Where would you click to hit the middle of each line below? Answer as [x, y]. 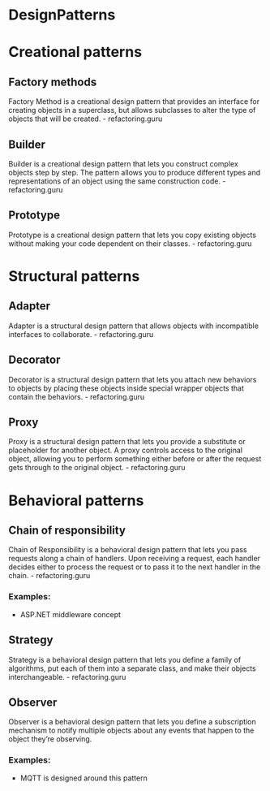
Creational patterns [75, 52]
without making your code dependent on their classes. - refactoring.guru [130, 243]
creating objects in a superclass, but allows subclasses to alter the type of [132, 110]
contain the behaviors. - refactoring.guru [77, 396]
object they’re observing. [50, 739]
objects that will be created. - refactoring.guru [86, 119]
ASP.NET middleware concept [71, 614]
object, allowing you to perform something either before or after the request [135, 459]
